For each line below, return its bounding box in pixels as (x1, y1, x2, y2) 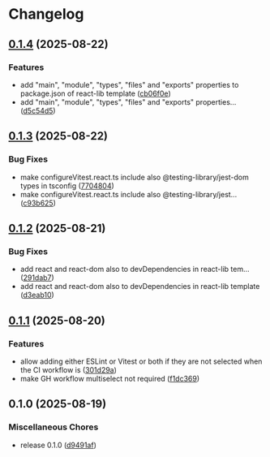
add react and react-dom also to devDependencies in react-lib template (19, 282, 260, 291)
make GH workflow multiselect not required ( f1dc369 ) (19, 373, 200, 383)
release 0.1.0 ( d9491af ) (19, 440, 97, 450)
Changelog (8, 5, 84, 24)
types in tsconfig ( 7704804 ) (19, 180, 115, 191)
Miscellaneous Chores (8, 421, 99, 433)
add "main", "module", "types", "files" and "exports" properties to (19, 80, 239, 89)
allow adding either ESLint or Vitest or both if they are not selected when (19, 356, 263, 366)
